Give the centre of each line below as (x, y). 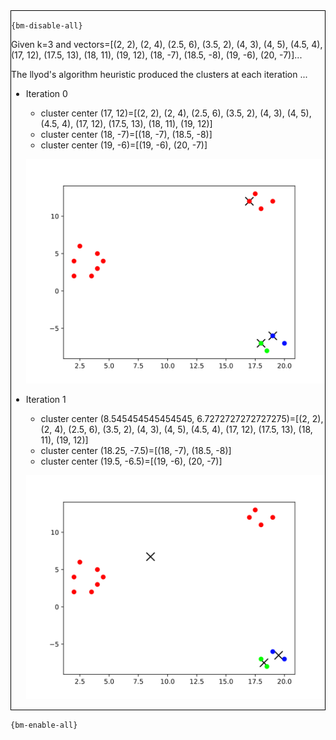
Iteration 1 (46, 399)
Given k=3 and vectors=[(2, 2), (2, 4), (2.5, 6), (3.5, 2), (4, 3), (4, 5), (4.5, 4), (167, 44)
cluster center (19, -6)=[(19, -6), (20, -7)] (124, 145)
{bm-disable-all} (47, 26)
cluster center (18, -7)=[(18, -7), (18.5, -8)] (126, 134)
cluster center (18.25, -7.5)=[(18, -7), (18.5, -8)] (136, 450)
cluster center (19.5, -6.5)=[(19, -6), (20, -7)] (131, 461)
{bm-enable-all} (44, 725)
